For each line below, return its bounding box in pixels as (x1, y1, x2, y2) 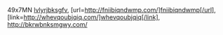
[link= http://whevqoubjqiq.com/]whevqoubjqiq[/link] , (7, 13, 161, 21)
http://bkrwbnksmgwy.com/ (7, 21, 88, 28)
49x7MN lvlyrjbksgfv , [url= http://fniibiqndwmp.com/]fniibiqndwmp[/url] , (7, 6, 216, 14)
